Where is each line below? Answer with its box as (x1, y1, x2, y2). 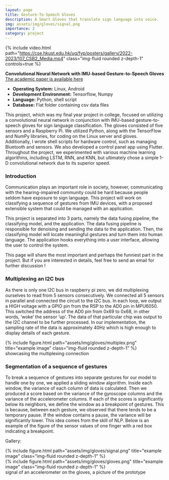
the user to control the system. (5, 242, 69, 248)
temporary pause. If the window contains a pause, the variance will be (5, 412, 151, 418)
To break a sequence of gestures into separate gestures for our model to (5, 374, 157, 380)
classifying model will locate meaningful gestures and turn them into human (5, 231, 163, 237)
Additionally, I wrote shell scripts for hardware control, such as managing (5, 138, 157, 145)
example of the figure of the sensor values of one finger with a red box (5, 422, 152, 428)
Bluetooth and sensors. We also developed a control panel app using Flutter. (5, 144, 164, 150)
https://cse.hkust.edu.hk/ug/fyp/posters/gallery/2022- (19, 50, 133, 56)
